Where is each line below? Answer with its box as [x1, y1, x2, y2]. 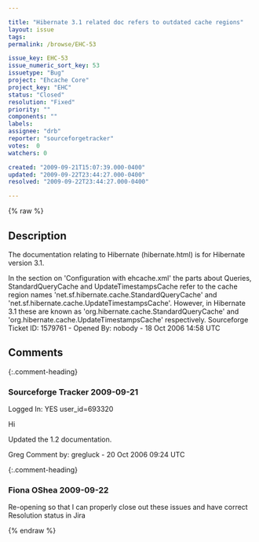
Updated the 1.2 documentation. [8, 435, 112, 444]
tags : [8, 33, 26, 41]
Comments [8, 346, 64, 359]
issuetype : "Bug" [8, 69, 65, 77]
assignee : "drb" [8, 127, 61, 136]
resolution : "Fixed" [8, 98, 76, 106]
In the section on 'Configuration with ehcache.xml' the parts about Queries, [8, 273, 252, 282]
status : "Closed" [8, 91, 65, 99]
